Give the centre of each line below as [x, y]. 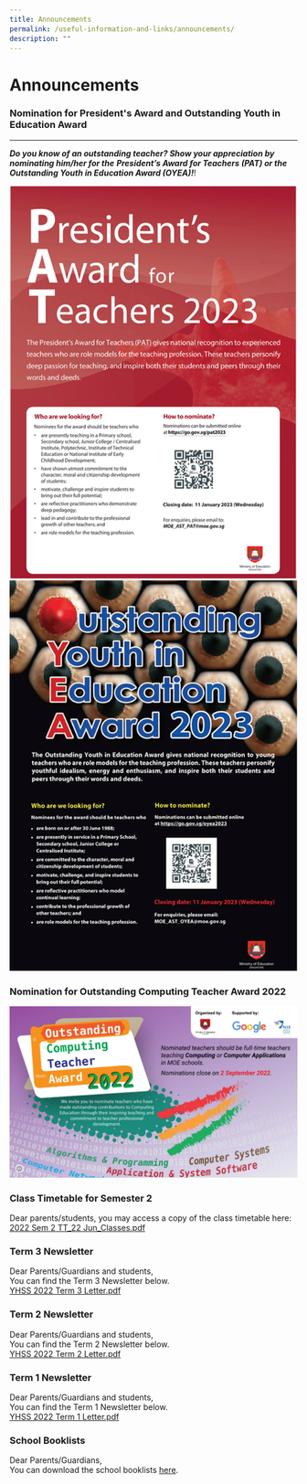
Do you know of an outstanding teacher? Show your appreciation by [142, 153]
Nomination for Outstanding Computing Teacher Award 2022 [148, 991]
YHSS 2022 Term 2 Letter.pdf [65, 1353]
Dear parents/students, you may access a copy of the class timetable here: [151, 1218]
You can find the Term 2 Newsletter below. [90, 1344]
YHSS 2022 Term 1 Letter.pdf [64, 1416]
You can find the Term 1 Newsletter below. [89, 1406]
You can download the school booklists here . [94, 1470]
